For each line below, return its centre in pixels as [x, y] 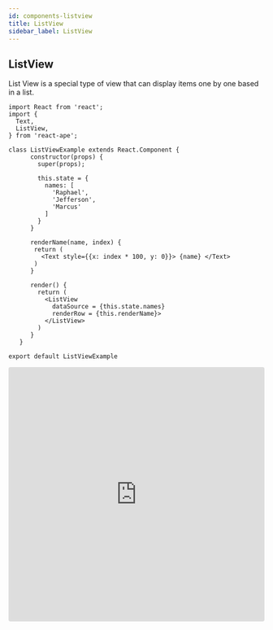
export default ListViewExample [63, 357]
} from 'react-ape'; [43, 136]
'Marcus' [67, 207]
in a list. [22, 92]
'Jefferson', [74, 200]
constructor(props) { [67, 157]
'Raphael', [70, 193]
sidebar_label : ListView [50, 31]
